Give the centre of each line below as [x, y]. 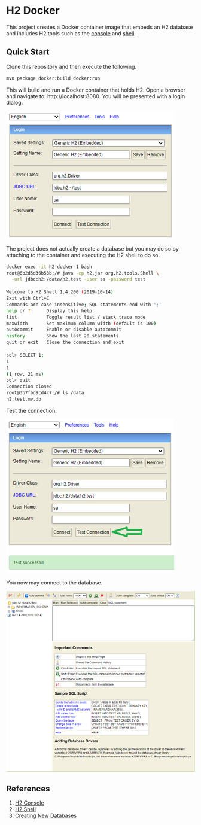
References [28, 788]
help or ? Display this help [49, 311]
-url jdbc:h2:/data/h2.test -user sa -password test [79, 279]
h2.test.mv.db [24, 399]
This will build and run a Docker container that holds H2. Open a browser [96, 90]
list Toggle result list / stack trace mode [76, 317]
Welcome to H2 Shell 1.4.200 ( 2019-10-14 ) [60, 292]
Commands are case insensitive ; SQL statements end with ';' [84, 305]
